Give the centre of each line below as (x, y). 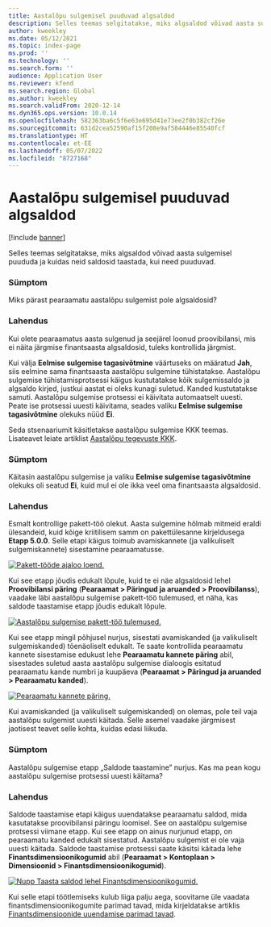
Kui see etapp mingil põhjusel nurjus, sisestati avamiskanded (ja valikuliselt (133, 638)
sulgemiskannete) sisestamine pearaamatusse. (86, 550)
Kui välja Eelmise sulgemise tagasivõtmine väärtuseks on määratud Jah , (130, 363)
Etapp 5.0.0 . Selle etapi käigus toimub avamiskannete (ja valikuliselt (121, 541)
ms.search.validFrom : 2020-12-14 (65, 106)
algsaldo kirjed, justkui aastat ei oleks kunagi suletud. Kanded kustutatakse (133, 389)
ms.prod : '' (28, 53)
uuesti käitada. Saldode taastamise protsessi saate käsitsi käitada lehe (125, 848)
